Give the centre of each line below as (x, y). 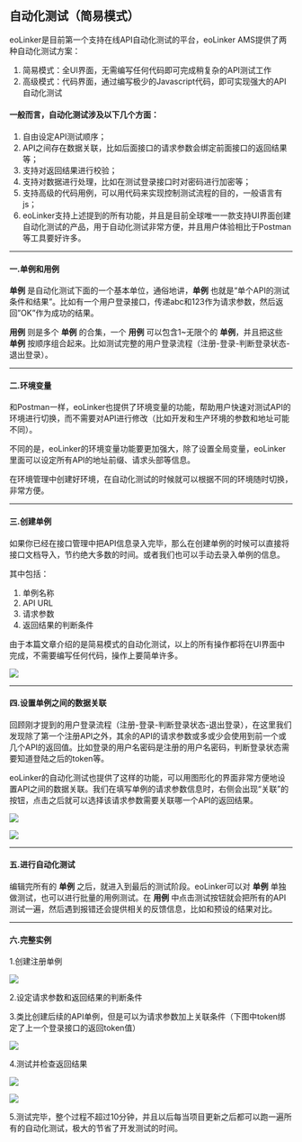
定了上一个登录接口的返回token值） (75, 1028)
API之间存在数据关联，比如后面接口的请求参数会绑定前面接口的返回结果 (155, 148)
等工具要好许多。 (54, 238)
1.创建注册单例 (36, 962)
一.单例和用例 (35, 269)
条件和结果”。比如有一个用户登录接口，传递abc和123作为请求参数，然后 (142, 302)
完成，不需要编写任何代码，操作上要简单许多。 (96, 655)
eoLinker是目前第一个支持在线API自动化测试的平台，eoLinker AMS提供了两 (148, 40)
